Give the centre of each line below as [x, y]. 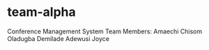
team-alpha [42, 12]
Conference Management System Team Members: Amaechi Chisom [105, 31]
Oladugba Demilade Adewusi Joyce [59, 38]
